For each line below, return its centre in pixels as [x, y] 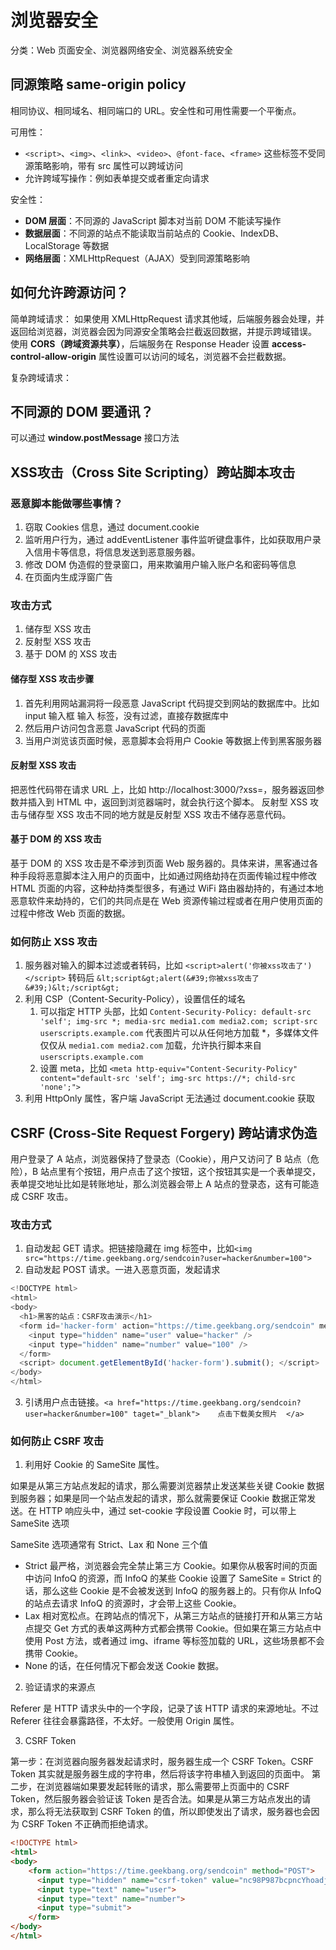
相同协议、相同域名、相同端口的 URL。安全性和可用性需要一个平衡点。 [156, 110]
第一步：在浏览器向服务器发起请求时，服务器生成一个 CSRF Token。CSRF [162, 1762]
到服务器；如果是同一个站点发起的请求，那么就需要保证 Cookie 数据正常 [159, 1498]
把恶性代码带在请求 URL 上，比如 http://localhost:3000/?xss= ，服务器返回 [163, 789]
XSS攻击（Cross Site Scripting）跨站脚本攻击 [153, 472]
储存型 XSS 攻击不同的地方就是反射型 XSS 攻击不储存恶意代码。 [159, 814]
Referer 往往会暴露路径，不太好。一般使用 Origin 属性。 [125, 1721]
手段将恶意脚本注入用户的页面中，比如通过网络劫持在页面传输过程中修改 [167, 875]
